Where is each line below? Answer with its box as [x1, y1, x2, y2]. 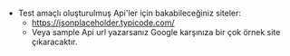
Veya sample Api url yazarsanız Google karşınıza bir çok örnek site [31, 27, 281, 37]
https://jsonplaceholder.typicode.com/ [31, 17, 175, 28]
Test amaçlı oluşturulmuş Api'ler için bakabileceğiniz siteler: [17, 8, 242, 18]
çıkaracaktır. [31, 36, 78, 47]
